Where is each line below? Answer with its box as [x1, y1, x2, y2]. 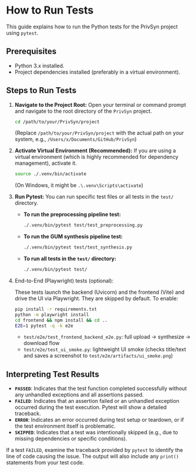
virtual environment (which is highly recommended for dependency [14, 153, 179, 160]
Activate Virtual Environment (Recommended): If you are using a [14, 147, 176, 154]
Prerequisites [6, 47, 57, 57]
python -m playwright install [14, 312, 90, 317]
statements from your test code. [6, 459, 84, 466]
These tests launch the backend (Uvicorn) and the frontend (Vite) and [14, 289, 185, 296]
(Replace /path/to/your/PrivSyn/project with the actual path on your [14, 129, 184, 136]
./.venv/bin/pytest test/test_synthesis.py [23, 244, 133, 251]
